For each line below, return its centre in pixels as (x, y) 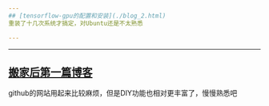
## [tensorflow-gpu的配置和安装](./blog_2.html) (87, 16)
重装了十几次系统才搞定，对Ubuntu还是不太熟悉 (76, 23)
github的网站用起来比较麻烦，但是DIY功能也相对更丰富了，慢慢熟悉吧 (123, 93)
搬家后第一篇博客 (50, 72)
